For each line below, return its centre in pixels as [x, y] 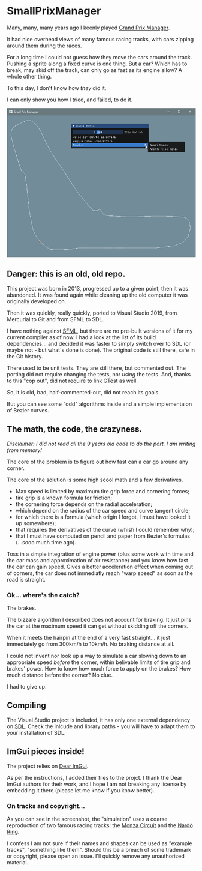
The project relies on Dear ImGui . [48, 766]
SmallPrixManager [54, 11]
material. [18, 862]
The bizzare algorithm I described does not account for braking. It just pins [99, 620]
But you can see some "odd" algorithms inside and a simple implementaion [100, 404]
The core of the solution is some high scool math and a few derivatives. [95, 480]
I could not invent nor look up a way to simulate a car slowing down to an [97, 656]
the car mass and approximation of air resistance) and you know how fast [97, 560]
